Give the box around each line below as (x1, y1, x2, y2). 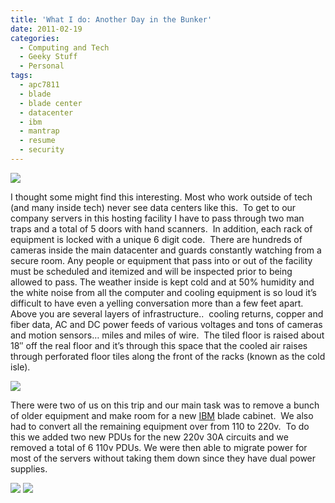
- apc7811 (19, 80, 60, 90)
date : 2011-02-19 (10, 24, 83, 34)
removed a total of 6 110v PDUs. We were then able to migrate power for (10, 441, 308, 453)
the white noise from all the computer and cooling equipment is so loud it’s (10, 286, 317, 298)
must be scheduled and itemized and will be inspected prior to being (10, 265, 293, 277)
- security (19, 145, 65, 155)
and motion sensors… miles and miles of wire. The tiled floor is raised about (10, 329, 325, 341)
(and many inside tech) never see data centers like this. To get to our (10, 201, 297, 213)
